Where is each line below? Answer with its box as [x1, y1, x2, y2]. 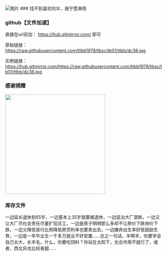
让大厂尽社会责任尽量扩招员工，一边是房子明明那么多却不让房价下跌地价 [5, 220, 154, 226]
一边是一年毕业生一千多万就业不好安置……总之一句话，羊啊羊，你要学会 [13, 233, 162, 239]
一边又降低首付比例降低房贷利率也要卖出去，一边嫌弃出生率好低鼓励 [13, 227, 154, 233]
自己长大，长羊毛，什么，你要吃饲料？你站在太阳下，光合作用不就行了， [5, 239, 154, 245]
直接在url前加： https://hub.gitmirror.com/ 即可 [5, 31, 101, 37]
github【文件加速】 [5, 19, 52, 26]
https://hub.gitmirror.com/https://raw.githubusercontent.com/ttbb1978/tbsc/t [5, 63, 163, 69]
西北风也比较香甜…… [13, 245, 57, 251]
